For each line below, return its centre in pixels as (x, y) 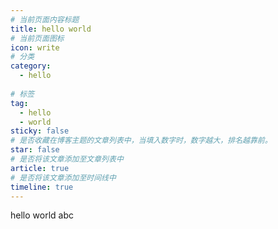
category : (31, 66)
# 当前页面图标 (37, 38)
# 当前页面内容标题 (45, 19)
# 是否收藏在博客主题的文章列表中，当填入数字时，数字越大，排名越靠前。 (141, 141)
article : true (40, 168)
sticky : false (40, 131)
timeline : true (42, 187)
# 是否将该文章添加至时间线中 (63, 177)
